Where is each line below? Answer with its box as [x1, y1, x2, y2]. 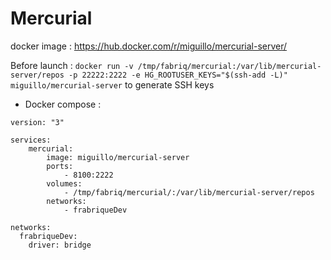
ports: [46, 161, 74, 171]
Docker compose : [24, 98, 102, 110]
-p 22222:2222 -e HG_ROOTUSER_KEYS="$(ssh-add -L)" [68, 70, 288, 80]
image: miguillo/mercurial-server [46, 152, 190, 162]
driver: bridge [28, 240, 92, 250]
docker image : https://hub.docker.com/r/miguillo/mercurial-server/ [10, 40, 288, 52]
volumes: [46, 178, 83, 189]
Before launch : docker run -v [10, 59, 134, 71]
